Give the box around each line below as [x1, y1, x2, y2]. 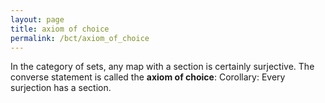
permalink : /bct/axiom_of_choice [10, 33, 150, 43]
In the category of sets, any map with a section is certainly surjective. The [10, 61, 315, 73]
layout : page [10, 14, 65, 25]
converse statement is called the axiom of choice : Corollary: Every [10, 71, 286, 83]
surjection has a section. [10, 82, 112, 94]
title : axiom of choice [10, 24, 110, 34]
